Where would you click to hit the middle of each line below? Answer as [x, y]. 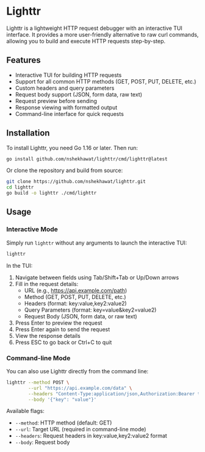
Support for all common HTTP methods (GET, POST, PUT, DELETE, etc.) [106, 81]
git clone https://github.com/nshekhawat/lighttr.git [76, 182]
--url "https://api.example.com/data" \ [80, 388]
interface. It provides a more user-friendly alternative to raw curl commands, [103, 34]
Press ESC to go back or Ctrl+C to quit [63, 342]
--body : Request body [42, 442]
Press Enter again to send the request [63, 329]
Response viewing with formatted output [66, 107]
